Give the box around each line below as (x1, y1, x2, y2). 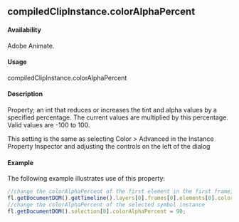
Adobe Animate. (7, 41, 55, 50)
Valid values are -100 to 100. (7, 121, 90, 129)
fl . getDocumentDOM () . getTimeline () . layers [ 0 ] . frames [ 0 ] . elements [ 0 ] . (7, 195, 218, 202)
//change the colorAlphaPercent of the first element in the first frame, (7, 188, 234, 195)
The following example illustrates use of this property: (7, 174, 166, 183)
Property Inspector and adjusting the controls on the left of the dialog (7, 142, 211, 150)
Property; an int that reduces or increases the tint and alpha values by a (7, 106, 217, 114)
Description (7, 90, 43, 98)
